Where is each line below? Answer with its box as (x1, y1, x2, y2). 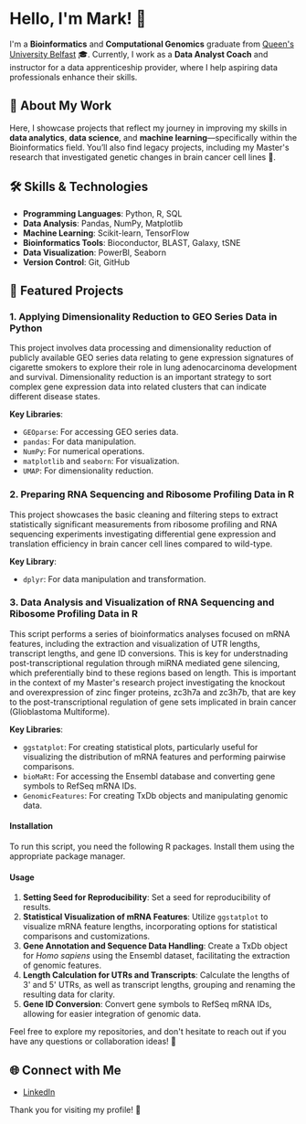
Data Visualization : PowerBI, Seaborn (22, 247, 167, 258)
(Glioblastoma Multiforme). (9, 705, 111, 716)
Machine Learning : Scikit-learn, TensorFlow (22, 228, 190, 239)
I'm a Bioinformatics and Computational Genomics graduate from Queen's (9, 38, 295, 49)
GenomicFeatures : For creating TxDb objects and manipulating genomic (22, 790, 289, 801)
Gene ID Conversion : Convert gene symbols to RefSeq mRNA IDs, (22, 999, 272, 1010)
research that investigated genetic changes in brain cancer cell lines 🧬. (9, 151, 277, 163)
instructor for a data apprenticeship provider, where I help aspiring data (9, 61, 279, 72)
